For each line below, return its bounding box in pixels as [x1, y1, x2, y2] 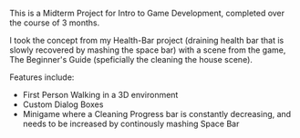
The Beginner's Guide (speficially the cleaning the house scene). [9, 54, 253, 64]
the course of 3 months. [9, 17, 100, 28]
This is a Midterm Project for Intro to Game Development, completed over [9, 8, 285, 18]
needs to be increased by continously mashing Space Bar [22, 118, 240, 129]
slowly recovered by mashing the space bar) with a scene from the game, [9, 44, 286, 55]
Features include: [9, 72, 75, 83]
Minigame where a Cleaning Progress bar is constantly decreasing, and [22, 109, 292, 119]
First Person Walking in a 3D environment [22, 90, 179, 100]
